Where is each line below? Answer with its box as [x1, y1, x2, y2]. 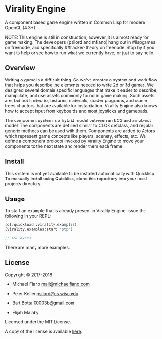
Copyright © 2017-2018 [5, 272, 53, 278]
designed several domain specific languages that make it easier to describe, [5, 87, 158, 93]
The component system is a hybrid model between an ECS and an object [5, 117, 151, 123]
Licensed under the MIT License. [5, 319, 71, 325]
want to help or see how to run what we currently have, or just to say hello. [5, 50, 155, 56]
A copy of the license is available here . [5, 328, 83, 334]
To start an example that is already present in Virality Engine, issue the [5, 208, 146, 214]
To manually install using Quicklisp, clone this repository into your [5, 176, 137, 181]
